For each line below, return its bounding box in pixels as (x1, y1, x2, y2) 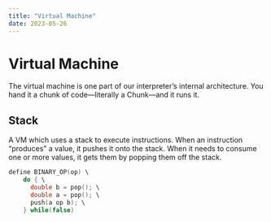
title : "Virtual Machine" (8, 11, 96, 20)
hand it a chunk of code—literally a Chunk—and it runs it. (8, 90, 200, 100)
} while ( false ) (23, 206, 75, 214)
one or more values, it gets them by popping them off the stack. (8, 152, 222, 163)
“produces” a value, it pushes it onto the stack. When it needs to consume (8, 144, 258, 154)
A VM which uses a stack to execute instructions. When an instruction (8, 135, 243, 145)
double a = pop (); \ (29, 190, 100, 199)
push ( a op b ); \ (29, 198, 85, 207)
